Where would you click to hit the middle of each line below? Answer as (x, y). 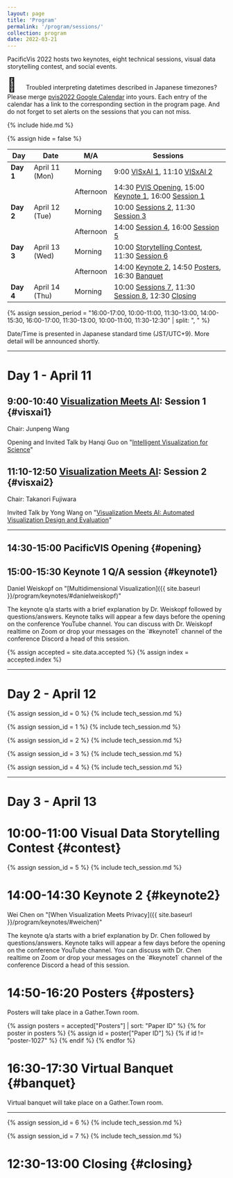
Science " (20, 450)
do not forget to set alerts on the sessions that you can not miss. (99, 112)
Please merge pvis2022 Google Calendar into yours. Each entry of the (107, 97)
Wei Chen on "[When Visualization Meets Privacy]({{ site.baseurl (100, 915)
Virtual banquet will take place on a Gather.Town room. (85, 1103)
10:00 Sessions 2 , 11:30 (155, 208)
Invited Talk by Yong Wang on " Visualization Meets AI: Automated (101, 512)
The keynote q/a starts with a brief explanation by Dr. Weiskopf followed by (114, 609)
